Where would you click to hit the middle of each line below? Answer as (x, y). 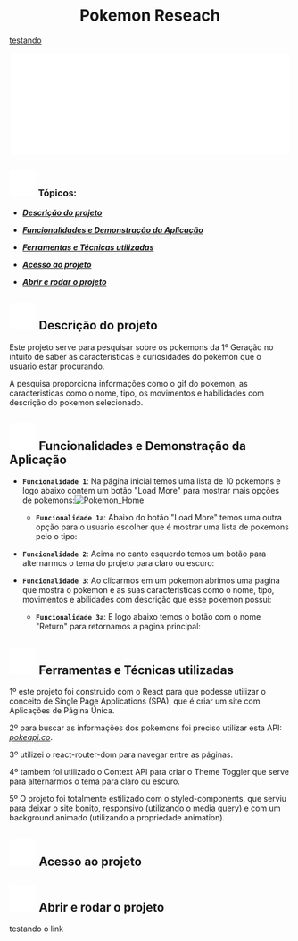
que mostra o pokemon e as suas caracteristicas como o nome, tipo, (148, 590)
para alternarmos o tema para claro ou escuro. (95, 781)
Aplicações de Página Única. (62, 711)
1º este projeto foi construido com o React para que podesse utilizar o (137, 692)
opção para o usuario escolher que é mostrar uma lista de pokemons (162, 527)
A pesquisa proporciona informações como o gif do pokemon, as (128, 383)
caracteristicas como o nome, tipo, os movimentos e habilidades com (137, 393)
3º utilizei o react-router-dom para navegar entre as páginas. (121, 754)
